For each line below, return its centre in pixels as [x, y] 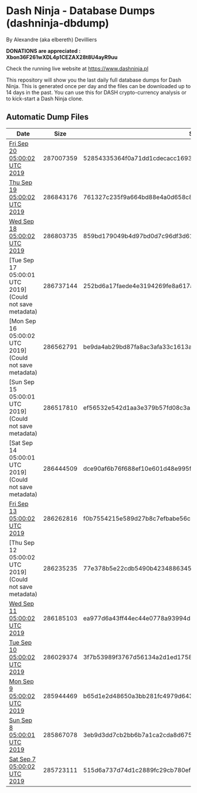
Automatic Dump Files [47, 117]
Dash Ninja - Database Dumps [81, 11]
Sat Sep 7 [23, 759]
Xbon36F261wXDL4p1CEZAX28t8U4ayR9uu [62, 57]
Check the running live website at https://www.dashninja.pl [77, 68]
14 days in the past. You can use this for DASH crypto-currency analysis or [96, 92]
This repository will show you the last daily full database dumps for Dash [94, 80]
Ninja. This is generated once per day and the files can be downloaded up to [98, 86]
